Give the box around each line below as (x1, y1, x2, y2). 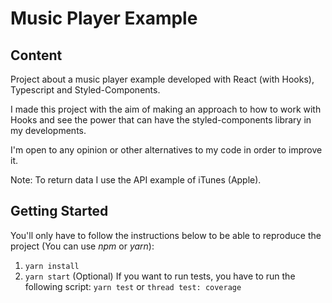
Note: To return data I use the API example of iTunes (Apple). (10, 174, 262, 186)
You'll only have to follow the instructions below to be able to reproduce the (10, 229, 322, 241)
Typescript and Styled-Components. (10, 84, 161, 96)
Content (10, 47, 63, 64)
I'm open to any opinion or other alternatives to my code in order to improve (10, 144, 323, 156)
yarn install (24, 261, 80, 271)
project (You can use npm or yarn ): (10, 240, 155, 252)
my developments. (10, 125, 87, 136)
